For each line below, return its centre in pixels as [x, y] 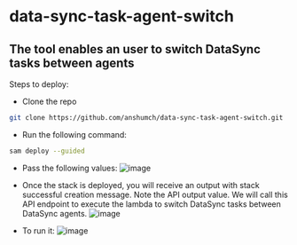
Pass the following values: [70, 168]
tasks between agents [72, 63]
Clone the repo [49, 101]
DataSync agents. [55, 213]
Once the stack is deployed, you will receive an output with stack [141, 185]
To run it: [38, 230]
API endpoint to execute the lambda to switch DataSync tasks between [152, 204]
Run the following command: [74, 134]
